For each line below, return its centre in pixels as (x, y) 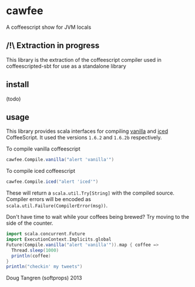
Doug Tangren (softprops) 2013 (44, 278)
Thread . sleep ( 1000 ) (35, 250)
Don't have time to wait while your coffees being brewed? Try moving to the (98, 217)
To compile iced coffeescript (41, 171)
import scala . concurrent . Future (46, 234)
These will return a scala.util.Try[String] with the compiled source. (90, 193)
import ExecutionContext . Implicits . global (59, 239)
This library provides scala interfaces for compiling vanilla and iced (87, 131)
